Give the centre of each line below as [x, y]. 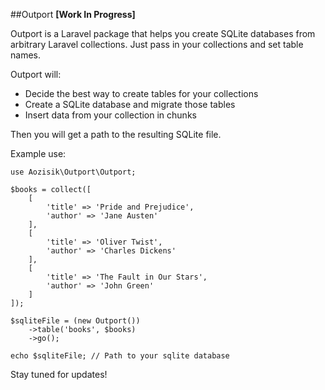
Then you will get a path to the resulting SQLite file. [116, 134]
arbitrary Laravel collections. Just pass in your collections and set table [157, 44]
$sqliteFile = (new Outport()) [75, 321]
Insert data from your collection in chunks [110, 115]
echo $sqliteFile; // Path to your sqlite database [120, 356]
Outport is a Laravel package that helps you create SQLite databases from [163, 33]
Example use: [38, 153]
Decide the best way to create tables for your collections [141, 93]
